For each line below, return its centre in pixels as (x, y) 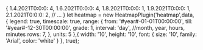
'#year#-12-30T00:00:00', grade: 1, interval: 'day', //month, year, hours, (95, 28)
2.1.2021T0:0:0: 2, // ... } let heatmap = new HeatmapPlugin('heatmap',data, (100, 15)
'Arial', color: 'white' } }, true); (43, 41)
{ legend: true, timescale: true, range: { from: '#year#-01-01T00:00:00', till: (99, 21)
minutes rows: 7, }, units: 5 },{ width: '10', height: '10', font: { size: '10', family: (101, 34)
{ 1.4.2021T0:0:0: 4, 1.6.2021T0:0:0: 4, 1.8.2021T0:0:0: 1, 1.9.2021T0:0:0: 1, (98, 8)
